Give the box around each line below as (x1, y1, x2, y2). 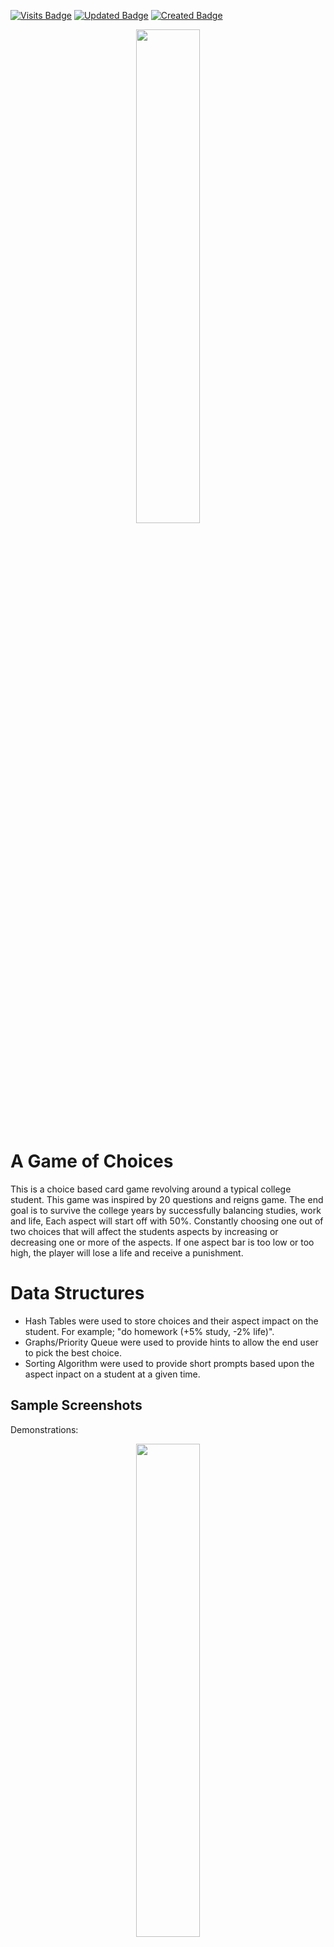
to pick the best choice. (24, 1346, 123, 1359)
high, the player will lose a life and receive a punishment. (10, 1246, 244, 1259)
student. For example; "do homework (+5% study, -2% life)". (24, 1325, 275, 1337)
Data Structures (10, 1282, 145, 1305)
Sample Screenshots (10, 1397, 143, 1414)
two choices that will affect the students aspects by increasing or (10, 1225, 279, 1237)
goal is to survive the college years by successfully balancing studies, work (10, 1204, 322, 1216)
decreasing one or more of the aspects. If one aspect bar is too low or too (10, 1236, 315, 1248)
